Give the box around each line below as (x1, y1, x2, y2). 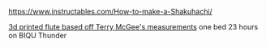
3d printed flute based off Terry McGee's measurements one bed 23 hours (8, 22, 259, 31)
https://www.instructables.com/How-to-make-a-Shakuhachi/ (8, 7, 212, 16)
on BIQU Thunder (8, 31, 67, 40)
